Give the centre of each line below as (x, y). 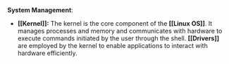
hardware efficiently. (47, 53)
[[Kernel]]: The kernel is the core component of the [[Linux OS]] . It (115, 23)
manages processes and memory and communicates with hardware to (120, 31)
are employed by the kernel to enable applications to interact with (112, 46)
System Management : (41, 10)
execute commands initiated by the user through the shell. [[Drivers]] (118, 38)
